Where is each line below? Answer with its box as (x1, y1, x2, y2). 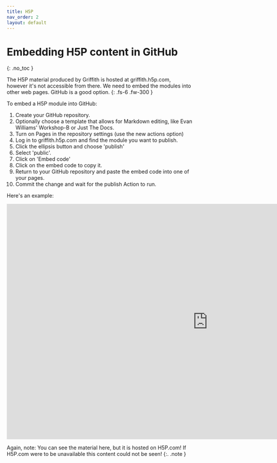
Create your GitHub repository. (15, 112, 90, 119)
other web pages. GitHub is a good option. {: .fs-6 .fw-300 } (6, 89, 153, 96)
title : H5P (6, 8, 34, 15)
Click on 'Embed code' (15, 156, 71, 163)
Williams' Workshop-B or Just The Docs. (15, 124, 115, 131)
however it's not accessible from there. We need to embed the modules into (6, 82, 191, 89)
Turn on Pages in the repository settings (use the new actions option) (15, 131, 184, 138)
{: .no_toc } (6, 64, 34, 72)
